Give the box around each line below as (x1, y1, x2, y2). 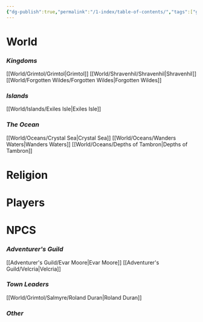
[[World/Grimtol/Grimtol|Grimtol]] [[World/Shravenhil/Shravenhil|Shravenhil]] (6, 70, 197, 77)
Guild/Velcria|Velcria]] (6, 265, 62, 272)
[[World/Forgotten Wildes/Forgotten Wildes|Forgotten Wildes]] (6, 77, 162, 84)
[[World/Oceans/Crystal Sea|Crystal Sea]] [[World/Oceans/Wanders (6, 134, 176, 141)
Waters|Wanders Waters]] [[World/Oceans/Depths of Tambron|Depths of (6, 140, 188, 148)
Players (6, 196, 45, 210)
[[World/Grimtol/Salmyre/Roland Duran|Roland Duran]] (6, 294, 142, 301)
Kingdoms (6, 56, 37, 65)
